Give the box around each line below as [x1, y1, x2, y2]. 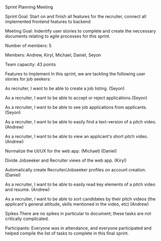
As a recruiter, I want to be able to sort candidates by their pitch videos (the [5, 196, 156, 202]
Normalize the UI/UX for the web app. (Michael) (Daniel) [5, 148, 117, 154]
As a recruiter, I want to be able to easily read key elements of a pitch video [5, 182, 156, 187]
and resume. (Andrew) [5, 187, 50, 192]
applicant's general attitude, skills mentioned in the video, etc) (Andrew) [5, 201, 149, 207]
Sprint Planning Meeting [5, 4, 53, 10]
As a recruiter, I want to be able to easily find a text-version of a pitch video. [5, 119, 157, 124]
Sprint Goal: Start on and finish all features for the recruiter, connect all [5, 14, 146, 19]
